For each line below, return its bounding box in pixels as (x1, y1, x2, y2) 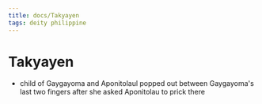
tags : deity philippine (8, 19, 87, 27)
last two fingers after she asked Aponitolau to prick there (19, 87, 206, 97)
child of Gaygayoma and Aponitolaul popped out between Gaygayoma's (19, 79, 255, 88)
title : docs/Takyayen (8, 11, 80, 20)
